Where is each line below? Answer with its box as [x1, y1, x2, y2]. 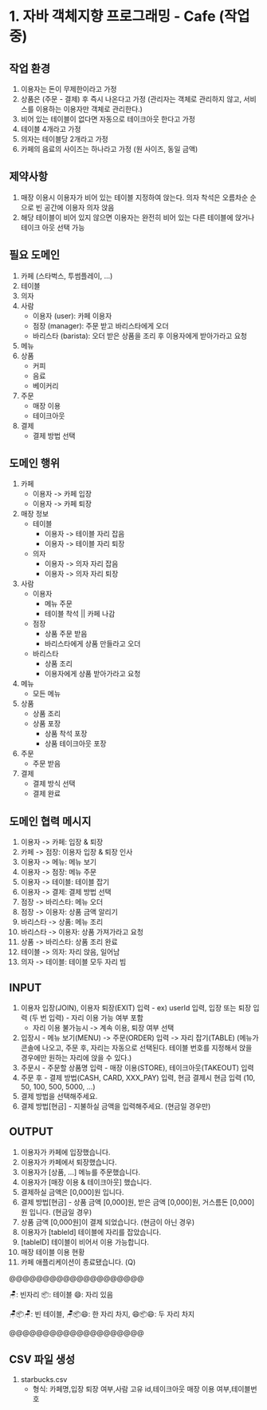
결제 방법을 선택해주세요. [20, 1092, 98, 1101]
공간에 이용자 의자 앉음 [44, 202, 115, 212]
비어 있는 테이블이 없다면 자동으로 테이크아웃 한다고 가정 [20, 114, 196, 124]
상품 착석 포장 [44, 729, 88, 739]
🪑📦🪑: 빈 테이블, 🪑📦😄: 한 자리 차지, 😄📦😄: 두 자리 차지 [9, 1308, 194, 1319]
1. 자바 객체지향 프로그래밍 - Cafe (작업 [9, 7, 250, 26]
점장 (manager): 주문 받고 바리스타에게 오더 [32, 321, 170, 330]
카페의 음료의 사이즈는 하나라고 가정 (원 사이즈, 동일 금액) [20, 145, 198, 153]
